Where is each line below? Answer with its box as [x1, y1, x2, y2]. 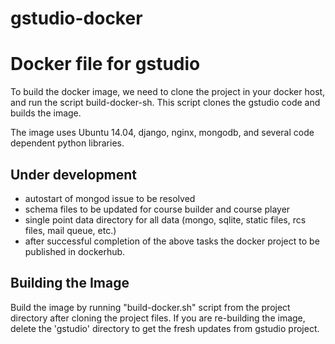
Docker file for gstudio [10, 53, 201, 76]
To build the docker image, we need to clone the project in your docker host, [10, 86, 326, 98]
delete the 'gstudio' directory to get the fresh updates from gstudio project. [10, 322, 320, 334]
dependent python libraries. [10, 137, 125, 149]
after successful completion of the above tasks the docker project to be [24, 235, 320, 247]
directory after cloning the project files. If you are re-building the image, [10, 312, 306, 324]
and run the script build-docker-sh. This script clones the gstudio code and [10, 97, 321, 109]
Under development [10, 166, 138, 183]
